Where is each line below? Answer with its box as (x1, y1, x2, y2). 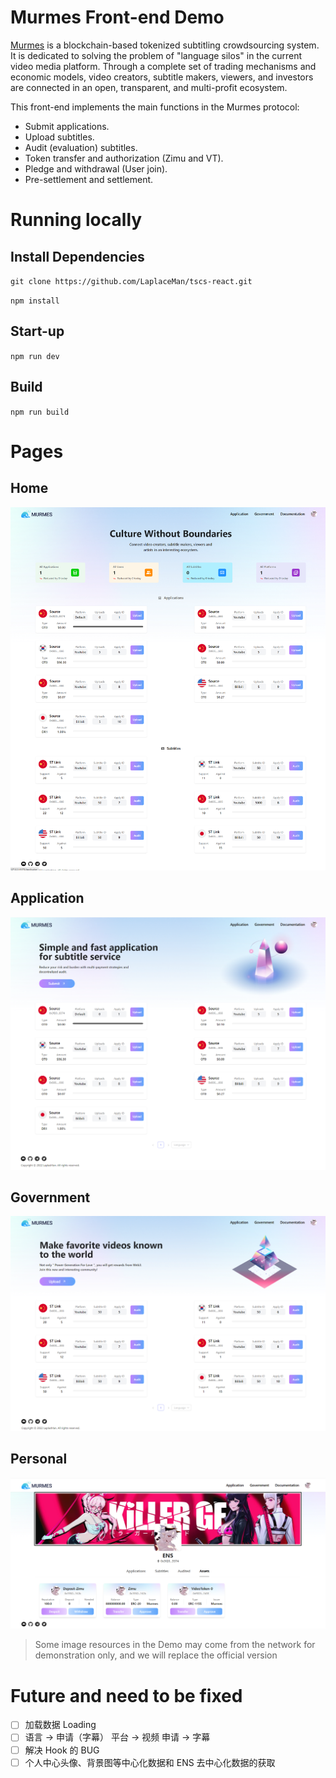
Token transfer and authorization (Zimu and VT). (24, 152, 224, 164)
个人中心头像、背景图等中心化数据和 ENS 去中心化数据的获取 (24, 1756, 276, 1768)
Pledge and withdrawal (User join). (24, 162, 168, 175)
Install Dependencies (10, 248, 145, 265)
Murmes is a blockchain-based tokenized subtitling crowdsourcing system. (10, 39, 320, 51)
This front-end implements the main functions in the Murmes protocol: (10, 101, 300, 113)
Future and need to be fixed (10, 1684, 243, 1707)
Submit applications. (24, 120, 110, 132)
